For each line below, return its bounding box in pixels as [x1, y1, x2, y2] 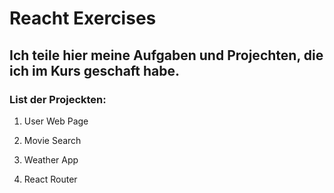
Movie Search [23, 134, 82, 146]
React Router [23, 173, 78, 185]
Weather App [23, 153, 79, 166]
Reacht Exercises [9, 7, 157, 30]
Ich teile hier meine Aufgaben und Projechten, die [9, 47, 324, 64]
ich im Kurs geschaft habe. [9, 62, 181, 79]
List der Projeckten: [9, 92, 107, 106]
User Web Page [23, 115, 89, 127]
